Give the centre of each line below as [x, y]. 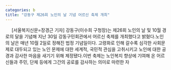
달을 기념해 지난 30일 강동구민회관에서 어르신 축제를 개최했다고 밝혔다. [85, 36]
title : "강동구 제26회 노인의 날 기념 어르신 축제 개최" [58, 15]
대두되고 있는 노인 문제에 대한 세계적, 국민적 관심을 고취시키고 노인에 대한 [88, 49]
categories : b [20, 10]
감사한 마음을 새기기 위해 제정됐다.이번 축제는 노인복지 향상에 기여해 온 [85, 55]
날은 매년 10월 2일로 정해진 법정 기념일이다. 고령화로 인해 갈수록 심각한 [81, 43]
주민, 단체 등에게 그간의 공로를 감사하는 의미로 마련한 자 [74, 62]
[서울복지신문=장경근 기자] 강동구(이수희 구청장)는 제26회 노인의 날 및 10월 [86, 30]
